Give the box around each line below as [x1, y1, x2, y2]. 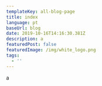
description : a [6, 36, 44, 42]
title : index [6, 14, 38, 20]
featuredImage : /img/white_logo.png [6, 47, 96, 53]
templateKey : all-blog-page [6, 8, 75, 15]
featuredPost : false [6, 42, 57, 48]
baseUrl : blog [6, 25, 41, 31]
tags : [6, 52, 19, 58]
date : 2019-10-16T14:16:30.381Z [6, 31, 85, 37]
